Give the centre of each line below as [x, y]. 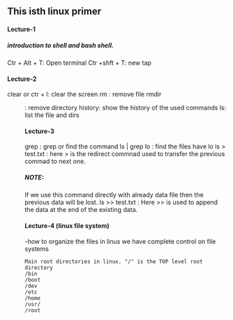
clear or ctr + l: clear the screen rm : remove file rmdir [84, 94]
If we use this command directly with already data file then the [114, 195]
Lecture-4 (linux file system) [67, 225]
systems [37, 249]
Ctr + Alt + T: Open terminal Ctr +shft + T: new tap [80, 63]
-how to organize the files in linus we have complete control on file [120, 241]
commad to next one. [55, 161]
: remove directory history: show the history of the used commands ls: [126, 108]
